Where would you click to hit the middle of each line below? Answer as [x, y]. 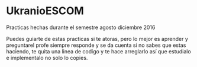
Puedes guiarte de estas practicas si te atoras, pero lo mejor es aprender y [97, 39]
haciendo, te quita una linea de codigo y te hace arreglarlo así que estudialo [98, 51]
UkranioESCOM [45, 11]
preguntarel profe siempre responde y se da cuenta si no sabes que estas [96, 45]
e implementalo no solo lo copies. [47, 58]
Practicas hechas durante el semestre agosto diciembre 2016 [81, 27]
